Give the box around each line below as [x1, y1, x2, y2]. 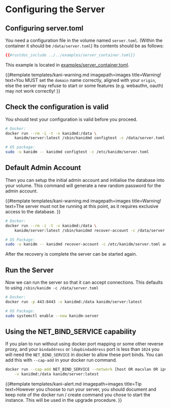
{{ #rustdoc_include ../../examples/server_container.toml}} [5, 52, 136, 58]
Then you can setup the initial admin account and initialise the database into [5, 177, 165, 183]
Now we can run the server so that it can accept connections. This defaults [5, 279, 163, 286]
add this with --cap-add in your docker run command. [5, 357, 117, 363]
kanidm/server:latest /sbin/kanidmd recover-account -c [14, 228, 136, 233]
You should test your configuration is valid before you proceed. [5, 116, 137, 122]
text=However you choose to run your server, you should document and [5, 386, 157, 393]
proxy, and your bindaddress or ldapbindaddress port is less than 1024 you [5, 346, 160, 352]
